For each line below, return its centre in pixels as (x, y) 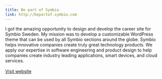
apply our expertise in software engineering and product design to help (78, 50)
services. (14, 60)
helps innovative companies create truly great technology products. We (79, 44)
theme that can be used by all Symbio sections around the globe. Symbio (80, 39)
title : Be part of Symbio (32, 10)
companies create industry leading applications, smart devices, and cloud (81, 55)
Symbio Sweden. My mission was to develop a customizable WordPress (79, 34)
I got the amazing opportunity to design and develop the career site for (78, 28)
